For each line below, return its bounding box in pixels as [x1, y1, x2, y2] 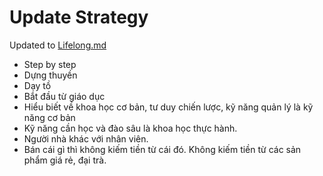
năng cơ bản [23, 111, 76, 123]
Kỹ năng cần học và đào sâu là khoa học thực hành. [23, 122, 238, 134]
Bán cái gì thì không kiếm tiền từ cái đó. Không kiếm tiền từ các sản [23, 143, 302, 155]
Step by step [23, 58, 77, 70]
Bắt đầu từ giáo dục [23, 90, 106, 102]
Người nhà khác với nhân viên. [23, 132, 149, 145]
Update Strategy [9, 6, 149, 29]
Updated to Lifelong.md [9, 39, 107, 51]
